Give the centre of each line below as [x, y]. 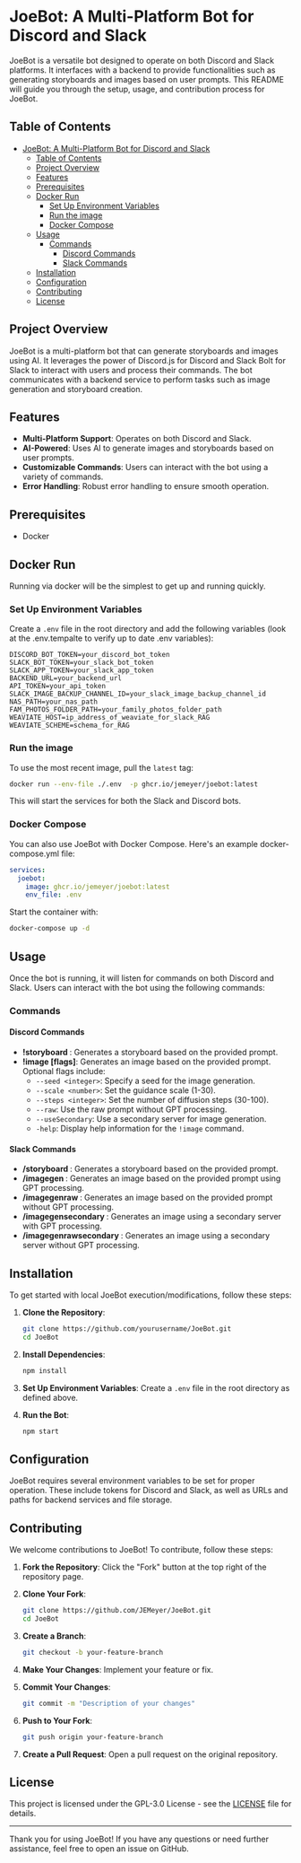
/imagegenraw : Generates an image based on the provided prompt [147, 1198]
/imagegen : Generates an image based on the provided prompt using [151, 1178]
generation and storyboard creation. [76, 389]
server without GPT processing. [81, 1246]
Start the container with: [54, 912]
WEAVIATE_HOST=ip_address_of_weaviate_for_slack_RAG [110, 718]
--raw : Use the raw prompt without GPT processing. [131, 1109]
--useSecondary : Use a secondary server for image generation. [151, 1119]
